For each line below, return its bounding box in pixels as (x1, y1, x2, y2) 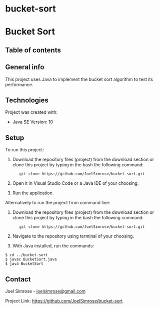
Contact (5, 275, 31, 283)
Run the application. (12, 190, 54, 196)
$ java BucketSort (5, 261, 43, 266)
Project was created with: (5, 109, 58, 115)
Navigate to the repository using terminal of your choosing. (12, 233, 134, 239)
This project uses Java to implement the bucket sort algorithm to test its (5, 76, 153, 82)
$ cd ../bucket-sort (5, 252, 48, 258)
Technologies (5, 96, 49, 104)
